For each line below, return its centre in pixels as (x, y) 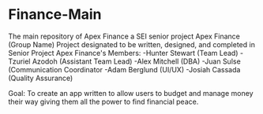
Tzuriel (19, 61)
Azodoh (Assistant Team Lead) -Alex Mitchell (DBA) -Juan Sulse (136, 61)
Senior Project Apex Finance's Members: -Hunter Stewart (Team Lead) (123, 53)
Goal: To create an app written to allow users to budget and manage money (131, 93)
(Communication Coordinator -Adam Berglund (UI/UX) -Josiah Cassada (124, 69)
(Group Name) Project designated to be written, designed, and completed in (131, 44)
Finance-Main (55, 15)
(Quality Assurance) (41, 78)
